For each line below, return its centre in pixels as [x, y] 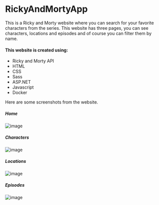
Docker [20, 93]
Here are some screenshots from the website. [52, 102]
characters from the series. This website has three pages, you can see [77, 28]
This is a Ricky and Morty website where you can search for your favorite [79, 23]
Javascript [23, 87]
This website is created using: [37, 50]
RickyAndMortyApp [46, 9]
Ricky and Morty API [33, 61]
